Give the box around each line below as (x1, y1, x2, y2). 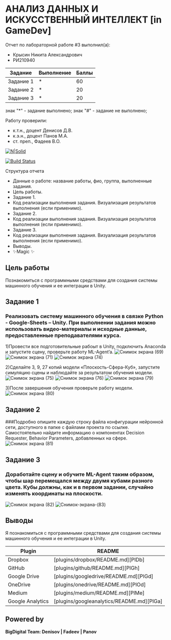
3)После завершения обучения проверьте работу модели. (5, 385, 134, 391)
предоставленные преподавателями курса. (5, 332, 121, 339)
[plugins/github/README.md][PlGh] (53, 564, 140, 572)
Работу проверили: (5, 117, 47, 123)
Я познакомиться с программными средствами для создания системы (5, 530, 161, 536)
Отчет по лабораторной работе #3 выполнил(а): (5, 41, 111, 48)
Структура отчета (5, 168, 44, 174)
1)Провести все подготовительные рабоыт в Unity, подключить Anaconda (5, 344, 166, 350)
